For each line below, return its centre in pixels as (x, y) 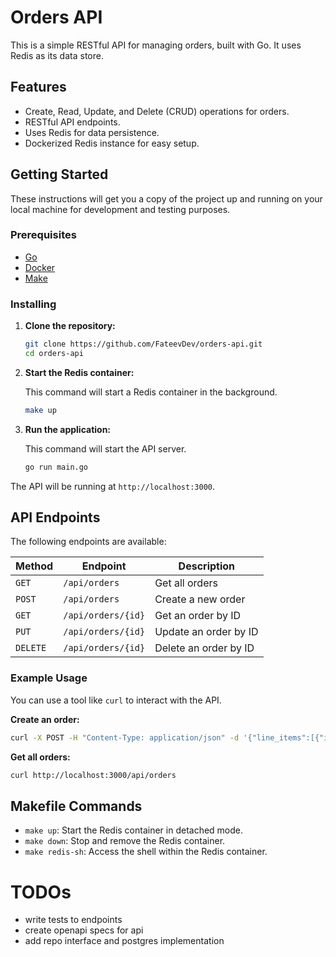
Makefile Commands (76, 806)
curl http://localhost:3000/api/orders (93, 775)
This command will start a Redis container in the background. (151, 392)
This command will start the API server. (105, 448)
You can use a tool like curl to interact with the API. (116, 700)
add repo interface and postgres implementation (124, 941)
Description (207, 566)
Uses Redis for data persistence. (92, 132)
